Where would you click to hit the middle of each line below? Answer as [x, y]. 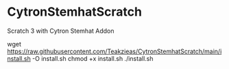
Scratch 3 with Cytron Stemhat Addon [61, 31]
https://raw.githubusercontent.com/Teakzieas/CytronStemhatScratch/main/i [114, 51]
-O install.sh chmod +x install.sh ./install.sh [93, 58]
